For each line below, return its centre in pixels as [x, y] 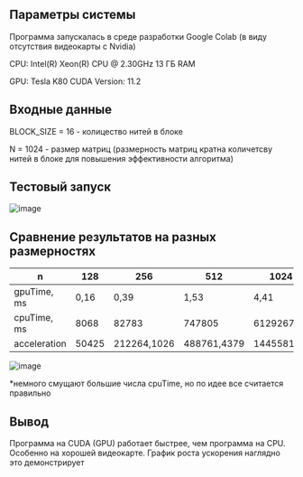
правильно [30, 393]
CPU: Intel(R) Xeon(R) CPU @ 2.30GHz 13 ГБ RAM [102, 63]
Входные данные [61, 110]
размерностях [53, 251]
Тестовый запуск [60, 187]
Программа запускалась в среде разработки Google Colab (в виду [138, 36]
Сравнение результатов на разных [113, 237]
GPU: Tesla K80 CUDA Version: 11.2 [75, 81]
